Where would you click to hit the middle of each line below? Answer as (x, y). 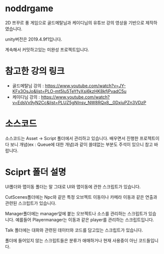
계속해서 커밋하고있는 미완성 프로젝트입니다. (47, 49)
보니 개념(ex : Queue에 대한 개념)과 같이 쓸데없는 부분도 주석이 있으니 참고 (82, 144)
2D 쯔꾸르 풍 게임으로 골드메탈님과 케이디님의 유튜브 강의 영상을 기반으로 (75, 23)
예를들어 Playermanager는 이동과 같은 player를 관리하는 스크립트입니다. (85, 219)
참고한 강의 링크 (35, 71)
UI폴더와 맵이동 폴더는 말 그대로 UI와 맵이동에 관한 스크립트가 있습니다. (73, 186)
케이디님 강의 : (26, 97)
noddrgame (29, 9)
